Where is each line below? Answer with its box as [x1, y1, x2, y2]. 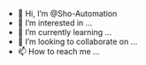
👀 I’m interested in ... [17, 18, 93, 28]
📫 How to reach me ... [17, 47, 100, 56]
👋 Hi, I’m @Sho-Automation [17, 9, 118, 18]
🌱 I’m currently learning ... [17, 27, 112, 37]
